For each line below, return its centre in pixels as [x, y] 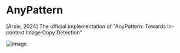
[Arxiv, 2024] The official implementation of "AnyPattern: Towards [86, 26]
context [15, 32]
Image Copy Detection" [54, 32]
